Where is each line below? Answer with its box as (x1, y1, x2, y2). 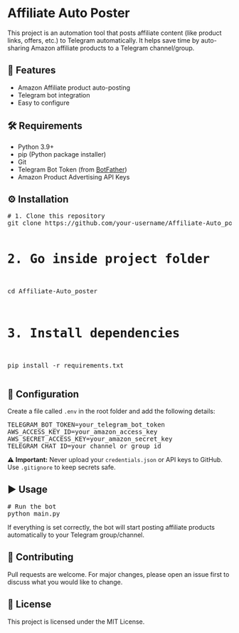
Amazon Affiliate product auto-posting (17, 83, 130, 92)
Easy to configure (17, 98, 70, 107)
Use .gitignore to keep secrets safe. (7, 463, 116, 471)
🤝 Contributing (7, 551, 74, 563)
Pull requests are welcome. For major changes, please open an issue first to (7, 570, 230, 578)
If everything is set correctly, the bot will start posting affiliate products (7, 523, 216, 531)
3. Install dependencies (7, 325, 180, 341)
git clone (7, 219, 41, 227)
